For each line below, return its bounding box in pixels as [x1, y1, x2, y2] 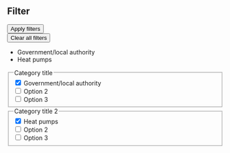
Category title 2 [14, 107, 58, 116]
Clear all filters [10, 34, 47, 41]
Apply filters [10, 25, 41, 32]
